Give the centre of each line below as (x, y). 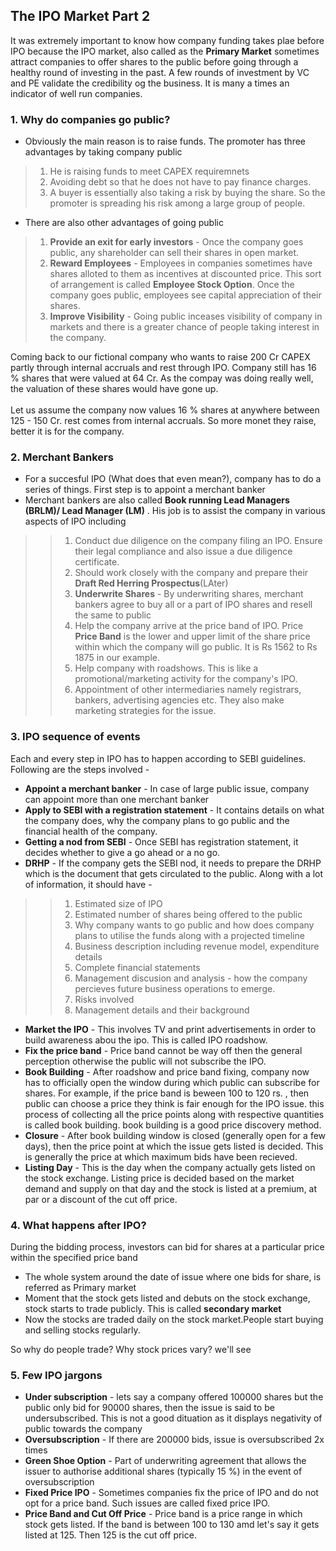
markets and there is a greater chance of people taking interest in (184, 327)
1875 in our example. (117, 658)
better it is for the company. (67, 431)
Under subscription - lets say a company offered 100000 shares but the (174, 1397)
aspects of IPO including (75, 521)
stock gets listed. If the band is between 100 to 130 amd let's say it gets (172, 1525)
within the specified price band (74, 1257)
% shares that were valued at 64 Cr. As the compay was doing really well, (162, 378)
